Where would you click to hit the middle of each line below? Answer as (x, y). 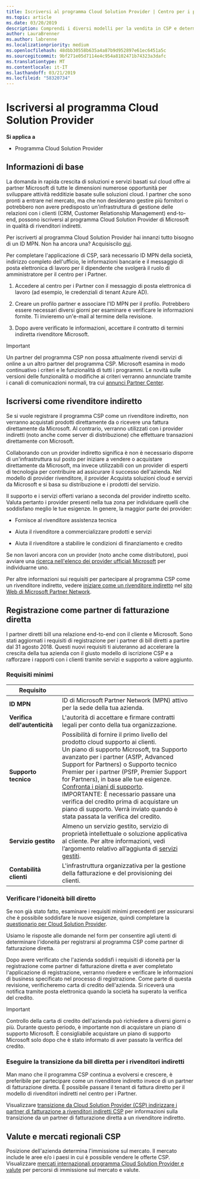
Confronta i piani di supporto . (103, 786)
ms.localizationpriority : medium (48, 45)
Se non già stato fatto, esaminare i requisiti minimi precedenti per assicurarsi (100, 911)
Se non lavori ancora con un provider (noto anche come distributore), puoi (97, 554)
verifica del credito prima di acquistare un (120, 801)
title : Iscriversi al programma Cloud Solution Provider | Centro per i (98, 12)
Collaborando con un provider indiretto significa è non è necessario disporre (100, 452)
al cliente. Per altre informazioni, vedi (114, 841)
